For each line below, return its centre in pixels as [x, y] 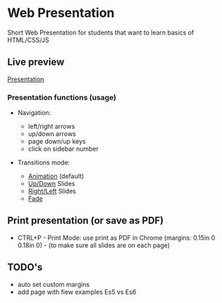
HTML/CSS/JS [28, 39]
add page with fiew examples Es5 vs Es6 [77, 292]
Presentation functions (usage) [62, 97]
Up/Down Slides [51, 184]
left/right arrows [51, 126]
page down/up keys [57, 142]
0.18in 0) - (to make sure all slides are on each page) [94, 245]
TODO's [25, 267]
